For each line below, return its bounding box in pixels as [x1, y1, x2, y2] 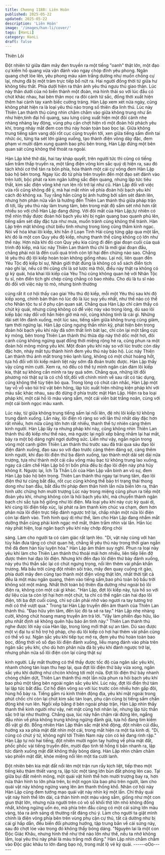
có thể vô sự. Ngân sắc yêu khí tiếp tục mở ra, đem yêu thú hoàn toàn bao [5, 633, 155, 640]
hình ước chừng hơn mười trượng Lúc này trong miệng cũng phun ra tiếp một [5, 488, 161, 494]
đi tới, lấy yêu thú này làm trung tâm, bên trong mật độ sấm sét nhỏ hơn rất [5, 202, 157, 208]
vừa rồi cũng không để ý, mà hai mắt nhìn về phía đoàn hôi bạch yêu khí [5, 187, 151, 192]
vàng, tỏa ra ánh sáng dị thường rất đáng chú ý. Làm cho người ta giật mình [5, 810, 158, 816]
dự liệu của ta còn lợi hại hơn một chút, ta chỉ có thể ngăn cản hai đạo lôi [5, 592, 153, 598]
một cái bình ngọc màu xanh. [5, 400, 64, 406]
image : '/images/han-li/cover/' [5, 26, 71, 31]
